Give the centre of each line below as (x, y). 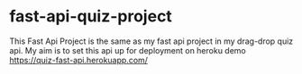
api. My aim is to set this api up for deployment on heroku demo (128, 50)
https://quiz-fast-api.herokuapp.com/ (79, 60)
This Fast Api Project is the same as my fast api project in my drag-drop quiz (151, 41)
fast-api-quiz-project (91, 16)
